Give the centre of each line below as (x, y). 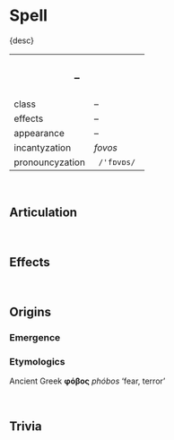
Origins (30, 311)
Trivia (26, 427)
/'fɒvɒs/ (117, 162)
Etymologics (37, 361)
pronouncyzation (49, 162)
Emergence (35, 337)
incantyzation (43, 147)
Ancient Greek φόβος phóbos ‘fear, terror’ (87, 381)
